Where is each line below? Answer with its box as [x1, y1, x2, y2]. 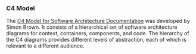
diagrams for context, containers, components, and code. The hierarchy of [6, 30, 189, 37]
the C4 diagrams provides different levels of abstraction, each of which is [6, 36, 186, 43]
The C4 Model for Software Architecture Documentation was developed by [6, 18, 191, 25]
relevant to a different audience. [6, 42, 85, 49]
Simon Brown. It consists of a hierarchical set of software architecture [6, 23, 178, 31]
